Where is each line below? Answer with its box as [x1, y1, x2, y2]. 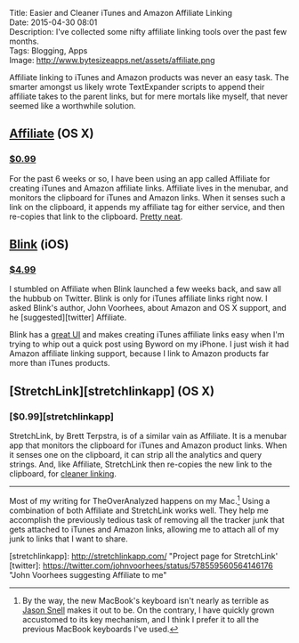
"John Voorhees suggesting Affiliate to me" [9, 569, 167, 580]
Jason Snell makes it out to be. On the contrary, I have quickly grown [21, 605, 275, 615]
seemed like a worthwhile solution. [9, 101, 136, 110]
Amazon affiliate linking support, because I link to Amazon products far [9, 348, 270, 359]
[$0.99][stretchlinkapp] [9, 410, 114, 422]
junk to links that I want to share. [9, 533, 128, 544]
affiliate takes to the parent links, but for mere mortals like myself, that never [9, 91, 288, 102]
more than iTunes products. [9, 358, 110, 369]
